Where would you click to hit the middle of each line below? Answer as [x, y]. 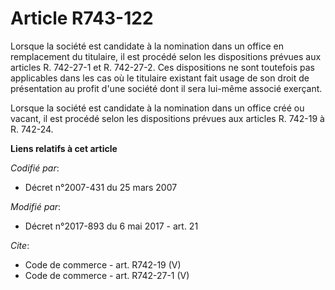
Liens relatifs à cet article [64, 148]
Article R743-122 [82, 18]
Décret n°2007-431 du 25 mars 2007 [101, 187]
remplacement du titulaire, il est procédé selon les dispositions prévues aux [166, 56]
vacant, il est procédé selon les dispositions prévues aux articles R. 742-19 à [167, 118]
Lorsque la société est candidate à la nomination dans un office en [147, 46]
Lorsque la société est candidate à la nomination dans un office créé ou [157, 108]
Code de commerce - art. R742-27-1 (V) [107, 275]
